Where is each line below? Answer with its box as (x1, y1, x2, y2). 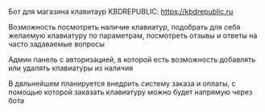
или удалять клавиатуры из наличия (8, 63, 134, 73)
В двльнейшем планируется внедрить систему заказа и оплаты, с (8, 79, 236, 88)
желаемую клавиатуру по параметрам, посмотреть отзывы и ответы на (8, 31, 258, 40)
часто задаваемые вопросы (8, 39, 105, 49)
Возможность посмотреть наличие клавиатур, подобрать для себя (8, 22, 241, 31)
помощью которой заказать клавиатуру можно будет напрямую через (8, 87, 253, 97)
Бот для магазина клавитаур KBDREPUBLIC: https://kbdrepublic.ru (8, 7, 234, 16)
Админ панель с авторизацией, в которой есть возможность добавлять (8, 55, 256, 64)
